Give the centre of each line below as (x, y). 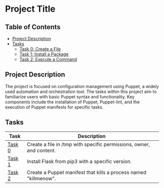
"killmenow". (41, 178)
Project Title (30, 9)
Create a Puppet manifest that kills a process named (86, 172)
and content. (41, 150)
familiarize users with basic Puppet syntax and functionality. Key (70, 96)
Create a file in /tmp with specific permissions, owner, (88, 144)
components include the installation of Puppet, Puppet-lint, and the (72, 102)
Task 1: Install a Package (44, 54)
